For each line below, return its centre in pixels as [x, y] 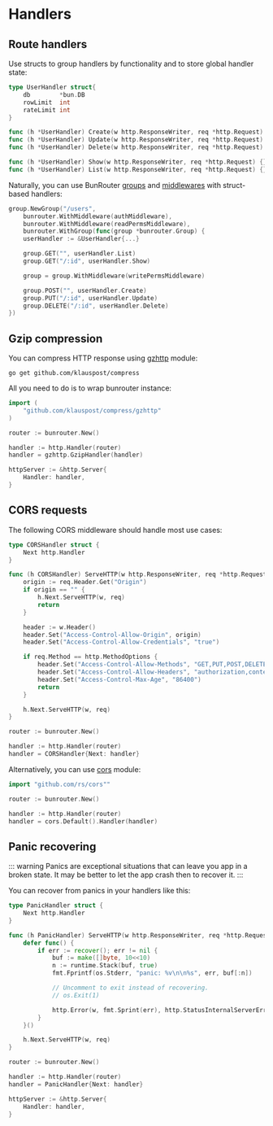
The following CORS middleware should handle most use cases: [115, 530]
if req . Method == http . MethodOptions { [91, 657]
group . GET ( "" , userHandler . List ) [80, 254]
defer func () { [49, 943]
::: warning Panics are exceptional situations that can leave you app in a [128, 866]
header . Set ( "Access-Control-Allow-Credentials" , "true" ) [121, 642]
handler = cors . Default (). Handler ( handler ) [83, 821]
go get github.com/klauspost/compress [74, 373]
